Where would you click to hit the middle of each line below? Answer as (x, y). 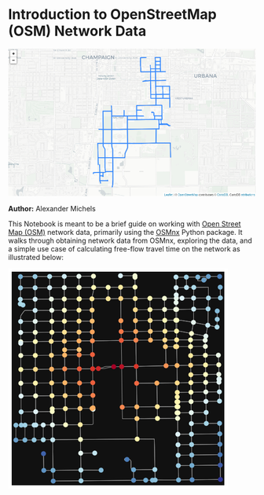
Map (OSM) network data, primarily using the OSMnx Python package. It (125, 233)
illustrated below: (36, 258)
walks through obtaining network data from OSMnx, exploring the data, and (130, 240)
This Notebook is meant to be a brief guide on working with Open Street (125, 224)
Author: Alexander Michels (52, 209)
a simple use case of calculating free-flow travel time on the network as (125, 249)
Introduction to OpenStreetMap (113, 15)
